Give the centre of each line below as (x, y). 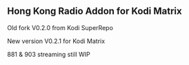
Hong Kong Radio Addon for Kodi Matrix (94, 11)
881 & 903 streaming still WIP (49, 54)
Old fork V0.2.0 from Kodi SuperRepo (60, 27)
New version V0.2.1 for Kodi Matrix (56, 41)
